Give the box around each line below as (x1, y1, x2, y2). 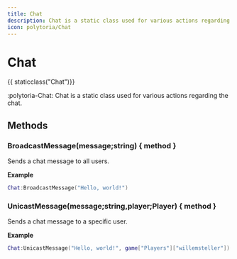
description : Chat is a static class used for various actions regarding (7, 17, 231, 24)
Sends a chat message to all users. (7, 157, 110, 165)
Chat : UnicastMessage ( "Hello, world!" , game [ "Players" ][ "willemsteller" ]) (7, 245, 231, 252)
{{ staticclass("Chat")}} (7, 77, 75, 86)
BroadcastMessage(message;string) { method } (7, 140, 177, 150)
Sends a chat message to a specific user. (7, 217, 128, 226)
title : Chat (7, 10, 43, 18)
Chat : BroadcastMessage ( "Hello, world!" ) (7, 184, 129, 192)
